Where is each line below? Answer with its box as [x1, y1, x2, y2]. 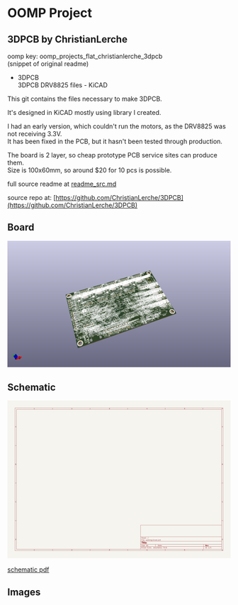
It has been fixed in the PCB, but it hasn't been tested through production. [7, 137, 223, 145]
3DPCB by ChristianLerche [7, 33, 127, 45]
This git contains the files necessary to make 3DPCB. [7, 94, 163, 103]
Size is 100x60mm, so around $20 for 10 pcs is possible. [7, 166, 172, 174]
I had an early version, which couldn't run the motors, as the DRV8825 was [7, 122, 227, 131]
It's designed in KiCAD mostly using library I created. [7, 109, 161, 116]
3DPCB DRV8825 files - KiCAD [17, 81, 108, 89]
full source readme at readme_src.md [7, 179, 117, 188]
